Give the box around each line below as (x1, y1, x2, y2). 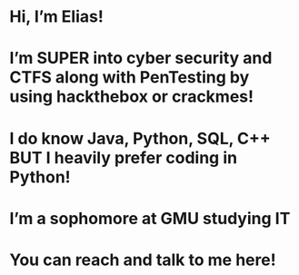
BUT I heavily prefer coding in (9, 147, 238, 168)
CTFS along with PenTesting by (9, 67, 250, 88)
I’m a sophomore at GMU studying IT (9, 208, 291, 229)
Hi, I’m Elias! (9, 6, 105, 27)
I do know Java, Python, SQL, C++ (9, 128, 271, 149)
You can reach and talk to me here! (9, 250, 276, 270)
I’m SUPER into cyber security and (9, 48, 273, 69)
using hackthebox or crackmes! (9, 86, 254, 107)
